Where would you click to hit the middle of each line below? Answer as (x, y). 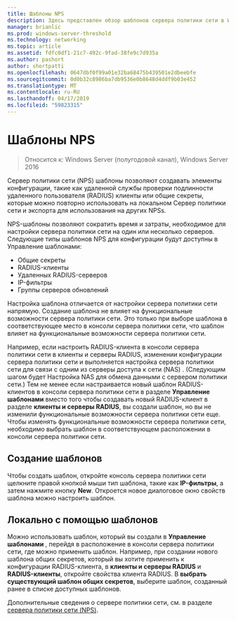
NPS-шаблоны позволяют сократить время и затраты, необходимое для (117, 224)
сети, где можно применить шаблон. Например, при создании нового (113, 551)
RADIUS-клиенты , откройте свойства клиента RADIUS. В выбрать (107, 574)
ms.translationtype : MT (42, 86)
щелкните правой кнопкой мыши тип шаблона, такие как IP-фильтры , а (115, 483)
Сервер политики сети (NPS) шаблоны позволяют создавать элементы (114, 181)
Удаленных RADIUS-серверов (62, 275)
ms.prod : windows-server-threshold (59, 33)
